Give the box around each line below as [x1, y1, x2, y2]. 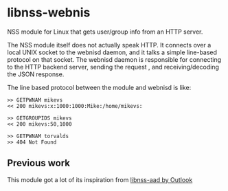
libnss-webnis [7, 5, 91, 21]
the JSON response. [7, 70, 65, 78]
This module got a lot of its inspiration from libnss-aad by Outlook [7, 175, 193, 183]
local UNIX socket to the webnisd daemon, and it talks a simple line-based [7, 48, 218, 56]
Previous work [7, 157, 71, 169]
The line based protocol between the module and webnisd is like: [7, 83, 192, 91]
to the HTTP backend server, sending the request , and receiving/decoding [7, 63, 220, 71]
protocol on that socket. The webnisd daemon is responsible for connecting [7, 55, 222, 63]
